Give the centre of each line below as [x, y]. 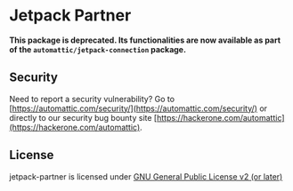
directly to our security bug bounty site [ [83, 117]
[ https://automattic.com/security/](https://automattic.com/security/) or [138, 108]
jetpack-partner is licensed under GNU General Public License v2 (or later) [146, 176]
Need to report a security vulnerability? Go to [92, 99]
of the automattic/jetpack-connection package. [98, 49]
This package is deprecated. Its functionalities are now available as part [145, 40]
